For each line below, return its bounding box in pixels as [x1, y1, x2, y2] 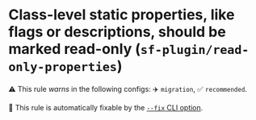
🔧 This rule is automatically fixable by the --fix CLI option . [8, 102, 204, 112]
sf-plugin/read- [140, 43, 250, 58]
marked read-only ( [8, 40, 141, 58]
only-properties [8, 60, 117, 75]
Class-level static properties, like [8, 6, 235, 24]
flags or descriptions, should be [8, 23, 226, 41]
